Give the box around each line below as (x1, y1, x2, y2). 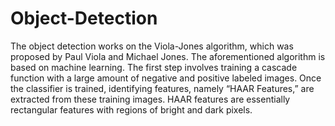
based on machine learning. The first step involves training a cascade (10, 61, 298, 73)
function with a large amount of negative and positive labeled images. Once (10, 72, 322, 84)
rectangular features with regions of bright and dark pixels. (10, 103, 253, 116)
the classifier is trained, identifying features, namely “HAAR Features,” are (10, 82, 315, 94)
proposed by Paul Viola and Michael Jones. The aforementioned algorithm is (10, 50, 326, 62)
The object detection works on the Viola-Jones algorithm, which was (10, 40, 294, 52)
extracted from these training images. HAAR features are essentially (10, 93, 291, 105)
